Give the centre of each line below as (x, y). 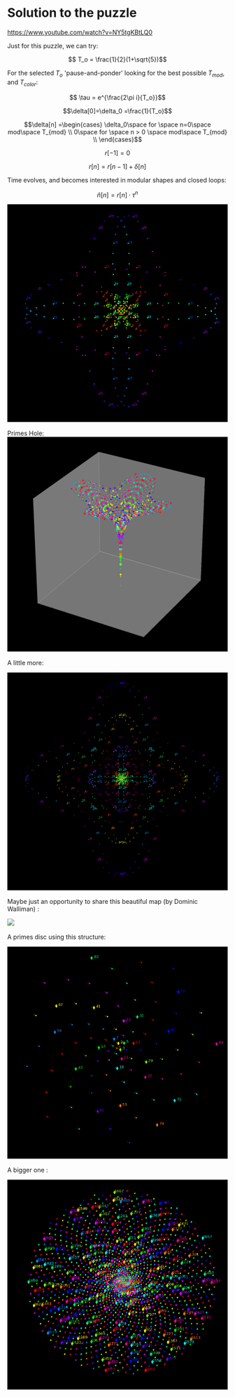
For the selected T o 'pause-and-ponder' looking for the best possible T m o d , (116, 73)
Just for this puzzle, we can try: (53, 45)
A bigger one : (28, 1170)
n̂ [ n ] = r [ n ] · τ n (117, 194)
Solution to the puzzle (72, 13)
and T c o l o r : (23, 83)
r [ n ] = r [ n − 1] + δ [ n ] (117, 166)
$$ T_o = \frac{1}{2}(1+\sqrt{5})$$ (117, 59)
